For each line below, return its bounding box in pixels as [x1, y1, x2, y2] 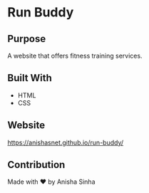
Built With [7, 72, 52, 84]
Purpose [7, 33, 46, 45]
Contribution [7, 159, 66, 171]
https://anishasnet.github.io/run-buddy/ [7, 138, 124, 147]
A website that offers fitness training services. [7, 51, 143, 60]
